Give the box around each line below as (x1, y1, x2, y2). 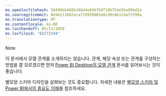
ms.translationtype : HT (5, 17, 56, 22)
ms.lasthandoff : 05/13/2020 (5, 26, 65, 31)
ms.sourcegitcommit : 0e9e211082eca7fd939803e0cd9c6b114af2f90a (5, 12, 142, 17)
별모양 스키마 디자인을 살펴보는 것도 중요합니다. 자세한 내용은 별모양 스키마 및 (5, 79, 158, 85)
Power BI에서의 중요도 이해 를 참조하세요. (5, 85, 86, 91)
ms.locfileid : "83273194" (5, 31, 60, 36)
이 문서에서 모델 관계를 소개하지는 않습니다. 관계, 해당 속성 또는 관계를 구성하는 (5, 55, 161, 61)
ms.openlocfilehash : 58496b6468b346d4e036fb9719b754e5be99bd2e (5, 7, 142, 13)
